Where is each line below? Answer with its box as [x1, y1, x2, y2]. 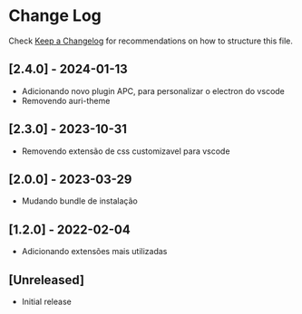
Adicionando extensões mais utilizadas [21, 246, 168, 257]
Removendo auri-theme [21, 95, 111, 106]
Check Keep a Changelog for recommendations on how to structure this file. [8, 35, 294, 46]
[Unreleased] [8, 272, 85, 288]
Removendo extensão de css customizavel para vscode [21, 146, 230, 157]
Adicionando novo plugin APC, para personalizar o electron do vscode [21, 85, 285, 96]
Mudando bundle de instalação [21, 195, 138, 206]
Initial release [21, 296, 72, 307]
